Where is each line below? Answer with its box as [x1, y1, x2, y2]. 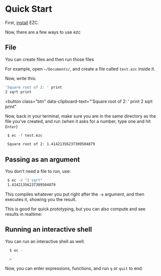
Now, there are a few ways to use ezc [5, 29, 81, 35]
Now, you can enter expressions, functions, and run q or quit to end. [5, 266, 143, 272]
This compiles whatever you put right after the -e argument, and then [5, 191, 144, 197]
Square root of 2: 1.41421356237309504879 [7, 142, 95, 147]
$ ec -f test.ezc [7, 133, 43, 138]
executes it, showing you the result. [5, 196, 77, 202]
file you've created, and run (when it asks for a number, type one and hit [5, 118, 151, 124]
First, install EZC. [5, 20, 39, 25]
